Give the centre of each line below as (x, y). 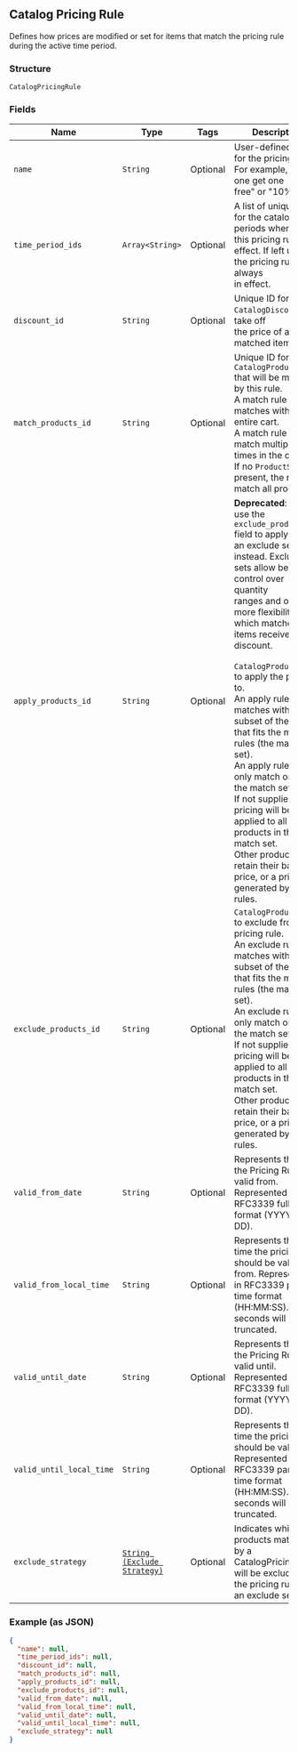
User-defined (263, 148)
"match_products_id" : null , (69, 1674)
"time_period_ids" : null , (65, 1657)
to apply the (259, 677)
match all (253, 488)
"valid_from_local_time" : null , (77, 1707)
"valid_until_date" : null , (67, 1715)
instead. (251, 557)
